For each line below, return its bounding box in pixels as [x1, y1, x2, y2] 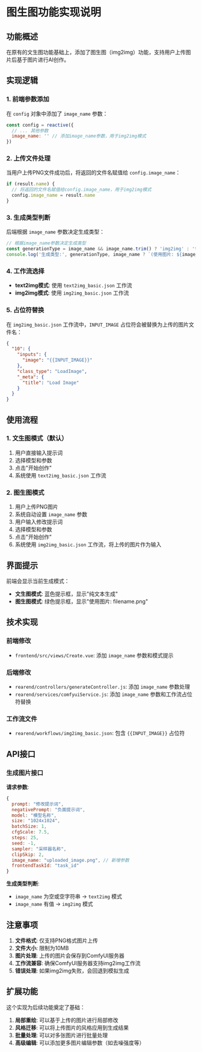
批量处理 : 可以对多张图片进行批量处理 [14, 1031, 108, 1039]
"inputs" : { [17, 351, 47, 358]
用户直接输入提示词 [14, 449, 63, 456]
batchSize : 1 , [11, 823, 47, 830]
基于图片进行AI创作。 [16, 56, 70, 63]
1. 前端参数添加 [6, 95, 50, 103]
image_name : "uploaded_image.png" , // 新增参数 [11, 857, 129, 863]
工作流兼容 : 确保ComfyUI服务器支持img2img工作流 [14, 959, 141, 966]
